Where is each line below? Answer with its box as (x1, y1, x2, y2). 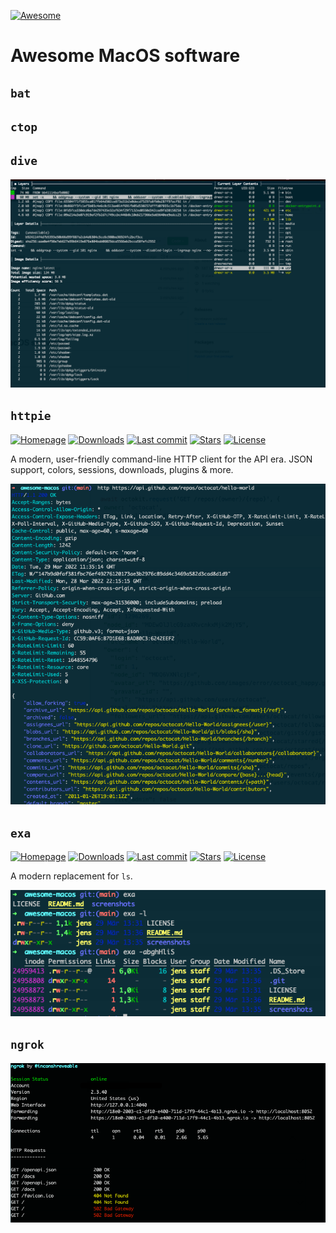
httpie (10, 409, 52, 424)
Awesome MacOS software (10, 45, 241, 67)
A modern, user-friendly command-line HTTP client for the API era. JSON (10, 453, 313, 465)
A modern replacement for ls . (10, 870, 133, 882)
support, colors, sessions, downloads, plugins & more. (10, 463, 234, 475)
